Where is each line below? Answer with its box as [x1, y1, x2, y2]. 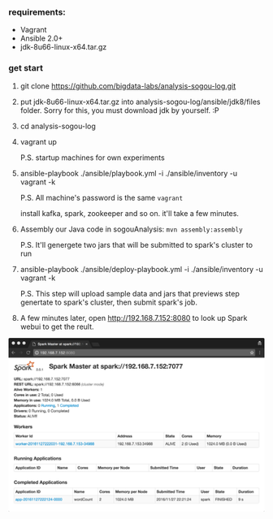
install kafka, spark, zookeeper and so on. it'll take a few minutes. [19, 208, 240, 218]
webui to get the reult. [19, 322, 95, 331]
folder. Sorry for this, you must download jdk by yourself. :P [19, 105, 219, 115]
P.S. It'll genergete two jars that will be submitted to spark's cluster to [19, 240, 253, 249]
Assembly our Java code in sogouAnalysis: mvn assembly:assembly [19, 224, 243, 234]
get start [8, 63, 43, 74]
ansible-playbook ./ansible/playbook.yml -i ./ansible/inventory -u [19, 168, 238, 178]
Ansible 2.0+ [19, 33, 63, 43]
